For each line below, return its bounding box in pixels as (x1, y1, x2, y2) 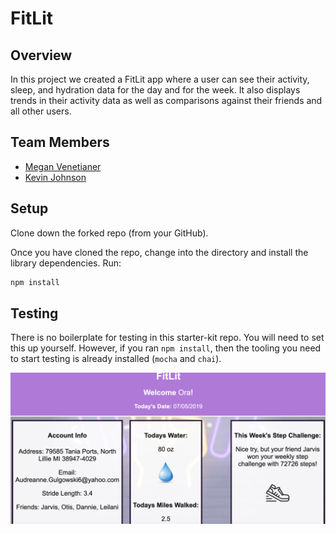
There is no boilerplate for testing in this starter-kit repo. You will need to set (10, 332, 325, 344)
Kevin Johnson (24, 171, 87, 183)
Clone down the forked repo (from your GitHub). (10, 227, 209, 239)
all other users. (10, 105, 72, 117)
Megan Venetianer (24, 160, 102, 172)
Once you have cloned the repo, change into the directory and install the (10, 246, 309, 258)
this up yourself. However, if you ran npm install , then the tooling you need (10, 342, 322, 354)
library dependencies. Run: (10, 257, 122, 269)
